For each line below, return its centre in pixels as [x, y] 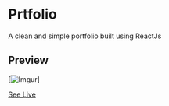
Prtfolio [32, 14]
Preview [29, 60]
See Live [22, 94]
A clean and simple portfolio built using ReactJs [85, 36]
